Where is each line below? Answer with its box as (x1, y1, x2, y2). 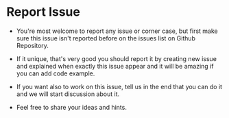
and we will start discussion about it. (16, 90, 120, 98)
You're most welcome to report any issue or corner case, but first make (16, 27, 218, 35)
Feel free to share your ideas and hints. (16, 103, 128, 111)
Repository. (16, 41, 49, 49)
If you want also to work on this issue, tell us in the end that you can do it (16, 82, 223, 91)
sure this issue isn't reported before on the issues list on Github (16, 34, 196, 42)
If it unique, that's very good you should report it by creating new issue (16, 54, 217, 62)
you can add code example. (16, 69, 95, 78)
